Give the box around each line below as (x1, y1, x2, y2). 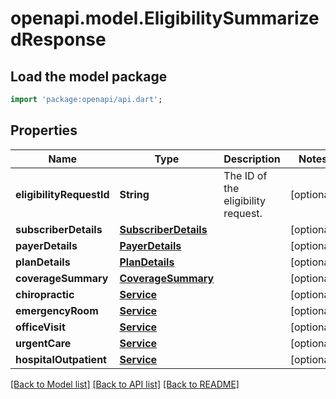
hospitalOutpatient (15, 352, 107, 366)
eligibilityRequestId (15, 187, 110, 201)
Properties (10, 122, 78, 139)
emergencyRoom (15, 303, 99, 317)
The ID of (223, 168, 268, 182)
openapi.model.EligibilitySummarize (10, 7, 320, 30)
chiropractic (15, 287, 75, 301)
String (119, 187, 150, 201)
